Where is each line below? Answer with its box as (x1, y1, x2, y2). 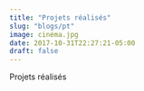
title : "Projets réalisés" (9, 13, 111, 23)
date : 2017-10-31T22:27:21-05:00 (9, 38, 136, 48)
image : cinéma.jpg (9, 30, 79, 39)
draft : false (9, 47, 59, 56)
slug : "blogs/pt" (9, 22, 75, 31)
